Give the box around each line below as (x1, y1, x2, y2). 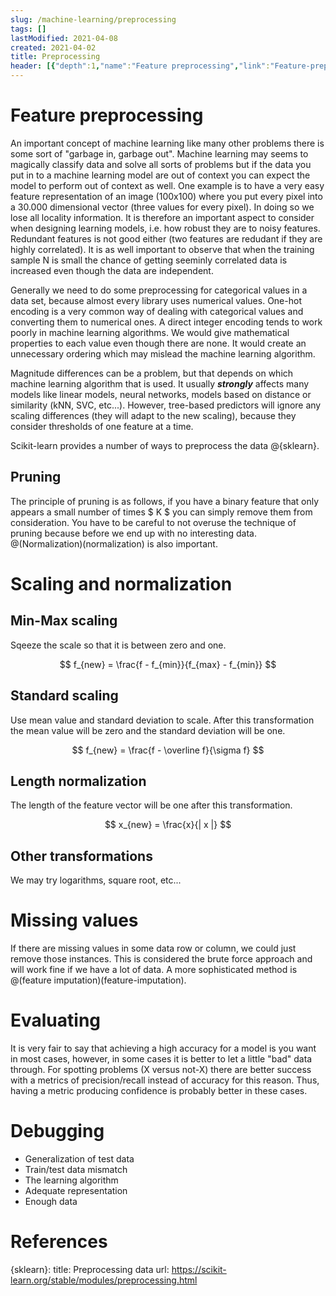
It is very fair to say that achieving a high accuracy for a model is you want (10, 1042, 317, 1055)
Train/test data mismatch (24, 1164, 128, 1175)
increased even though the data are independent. (10, 264, 214, 276)
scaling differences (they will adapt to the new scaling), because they (10, 409, 297, 421)
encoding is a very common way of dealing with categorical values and (10, 305, 304, 317)
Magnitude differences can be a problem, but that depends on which (10, 367, 294, 379)
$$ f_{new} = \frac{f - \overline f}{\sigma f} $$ (71, 744, 265, 756)
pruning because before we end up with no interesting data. (10, 527, 257, 539)
